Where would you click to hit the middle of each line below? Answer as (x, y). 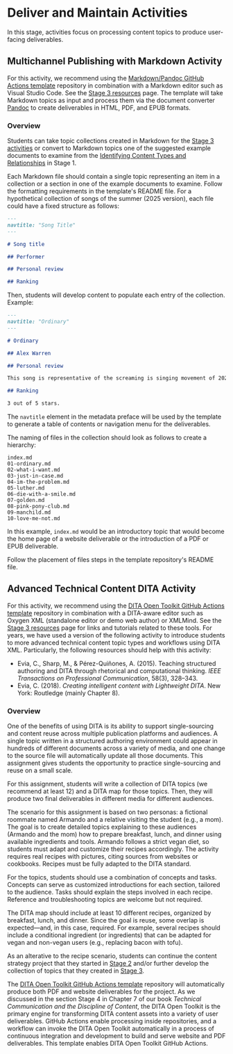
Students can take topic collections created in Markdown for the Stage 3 (111, 141)
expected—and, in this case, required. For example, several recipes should (114, 928)
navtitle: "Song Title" (42, 225)
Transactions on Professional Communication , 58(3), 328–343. (107, 678)
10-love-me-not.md (34, 519)
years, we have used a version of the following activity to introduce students (116, 635)
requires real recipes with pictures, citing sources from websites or (103, 857)
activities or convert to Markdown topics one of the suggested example (109, 148)
